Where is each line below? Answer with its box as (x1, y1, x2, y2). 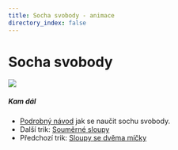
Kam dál (8, 96, 36, 107)
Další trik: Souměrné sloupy (19, 125, 110, 134)
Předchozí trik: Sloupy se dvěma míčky (19, 133, 147, 143)
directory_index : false (8, 19, 87, 27)
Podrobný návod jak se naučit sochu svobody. (19, 116, 171, 126)
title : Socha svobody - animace (8, 11, 115, 20)
